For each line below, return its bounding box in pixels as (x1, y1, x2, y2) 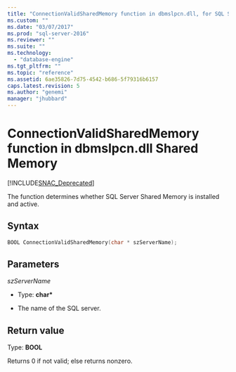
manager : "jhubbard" (7, 96, 68, 103)
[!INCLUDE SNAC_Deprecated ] (7, 179, 95, 187)
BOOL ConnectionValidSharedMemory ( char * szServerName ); (7, 238, 178, 246)
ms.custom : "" (7, 17, 49, 24)
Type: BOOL (7, 343, 43, 352)
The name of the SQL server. (17, 304, 101, 313)
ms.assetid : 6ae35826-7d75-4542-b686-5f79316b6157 (7, 75, 159, 83)
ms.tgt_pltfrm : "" (7, 63, 61, 70)
